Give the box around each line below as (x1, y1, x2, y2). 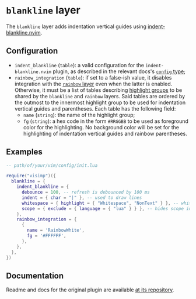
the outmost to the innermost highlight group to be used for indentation (14, 99, 185, 106)
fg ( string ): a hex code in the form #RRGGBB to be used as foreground (23, 118, 188, 125)
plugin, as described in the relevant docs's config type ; (52, 68, 185, 75)
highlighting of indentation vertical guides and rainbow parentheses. (23, 130, 188, 137)
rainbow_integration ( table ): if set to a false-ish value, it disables (14, 74, 172, 81)
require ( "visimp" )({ (6, 173, 57, 179)
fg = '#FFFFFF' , (27, 233, 66, 239)
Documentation (6, 270, 64, 281)
